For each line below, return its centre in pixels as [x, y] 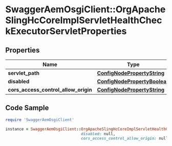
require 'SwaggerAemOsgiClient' [40, 120]
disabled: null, [98, 134]
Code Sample [27, 108]
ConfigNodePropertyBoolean [133, 81]
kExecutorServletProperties [66, 31]
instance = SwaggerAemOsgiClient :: [43, 129]
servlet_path [24, 73]
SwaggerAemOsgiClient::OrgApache [85, 9]
